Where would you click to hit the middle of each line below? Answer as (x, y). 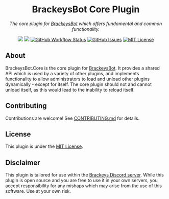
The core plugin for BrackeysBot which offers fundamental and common (86, 24)
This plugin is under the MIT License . (44, 146)
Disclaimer (23, 162)
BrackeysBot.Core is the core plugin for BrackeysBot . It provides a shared (82, 68)
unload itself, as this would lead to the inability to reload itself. (70, 90)
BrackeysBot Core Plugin (86, 9)
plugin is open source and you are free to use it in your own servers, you (82, 181)
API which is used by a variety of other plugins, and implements (72, 73)
